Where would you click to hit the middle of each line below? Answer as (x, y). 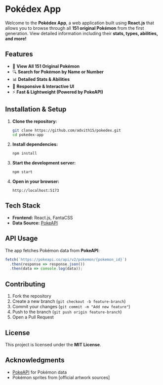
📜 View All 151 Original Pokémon (46, 66)
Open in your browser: (36, 181)
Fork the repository (32, 296)
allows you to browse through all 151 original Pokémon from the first (75, 28)
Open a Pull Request (33, 317)
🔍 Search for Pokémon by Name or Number (58, 72)
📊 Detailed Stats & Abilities (41, 79)
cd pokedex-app (28, 135)
